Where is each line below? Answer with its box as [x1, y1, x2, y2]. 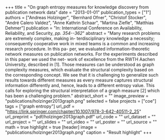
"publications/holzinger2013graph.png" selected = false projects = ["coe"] [5, 98, 157, 104]
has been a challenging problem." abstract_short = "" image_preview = [5, 93, 149, 99]
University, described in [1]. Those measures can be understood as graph [5, 61, 154, 67]
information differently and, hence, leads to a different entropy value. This [5, 83, 155, 88]
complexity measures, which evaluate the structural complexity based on [5, 67, 154, 73]
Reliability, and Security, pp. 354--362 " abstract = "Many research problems [5, 30, 161, 36]
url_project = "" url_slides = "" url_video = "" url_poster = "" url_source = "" [5, 119, 157, 125]
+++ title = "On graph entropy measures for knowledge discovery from [5, 4, 149, 10]
